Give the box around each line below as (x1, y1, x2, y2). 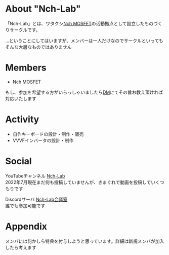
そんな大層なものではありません (5, 44, 72, 50)
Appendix (5, 221, 47, 232)
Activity (5, 114, 39, 125)
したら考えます (5, 244, 36, 250)
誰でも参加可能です (5, 202, 46, 208)
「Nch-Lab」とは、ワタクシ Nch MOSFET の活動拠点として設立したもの (5, 20, 154, 26)
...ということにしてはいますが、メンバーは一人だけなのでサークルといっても (5, 38, 163, 44)
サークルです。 (9, 26, 40, 33)
